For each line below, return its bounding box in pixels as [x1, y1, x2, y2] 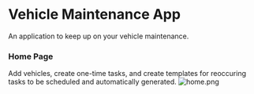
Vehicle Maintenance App [8, 5, 181, 23]
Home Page [8, 51, 54, 62]
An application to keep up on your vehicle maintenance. [8, 31, 189, 41]
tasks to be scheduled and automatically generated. [8, 77, 177, 87]
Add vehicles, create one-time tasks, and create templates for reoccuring [8, 69, 247, 78]
